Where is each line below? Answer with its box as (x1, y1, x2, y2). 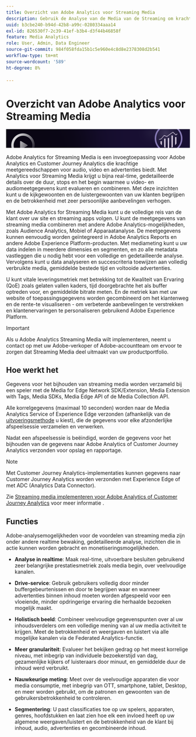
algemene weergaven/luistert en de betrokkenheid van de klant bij (14, 718, 174, 725)
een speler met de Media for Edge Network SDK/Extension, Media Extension (6, 387, 190, 394)
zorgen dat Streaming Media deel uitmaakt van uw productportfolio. (6, 348, 169, 355)
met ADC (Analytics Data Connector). (6, 482, 96, 489)
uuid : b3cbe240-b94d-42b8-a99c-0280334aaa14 (6, 22, 116, 28)
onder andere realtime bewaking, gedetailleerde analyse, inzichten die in (6, 539, 181, 546)
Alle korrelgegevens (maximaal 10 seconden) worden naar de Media (6, 405, 170, 412)
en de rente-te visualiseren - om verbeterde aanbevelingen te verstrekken (6, 300, 184, 307)
